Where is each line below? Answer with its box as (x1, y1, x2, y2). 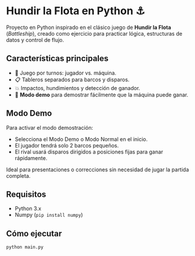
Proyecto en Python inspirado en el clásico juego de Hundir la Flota (6, 24, 171, 31)
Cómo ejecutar (6, 228, 62, 238)
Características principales (6, 53, 108, 63)
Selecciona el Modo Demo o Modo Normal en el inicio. (14, 135, 148, 143)
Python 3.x (14, 205, 41, 212)
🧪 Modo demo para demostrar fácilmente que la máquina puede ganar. (14, 91, 188, 98)
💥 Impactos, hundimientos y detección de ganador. (14, 84, 140, 91)
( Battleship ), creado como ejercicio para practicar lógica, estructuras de (6, 30, 183, 37)
